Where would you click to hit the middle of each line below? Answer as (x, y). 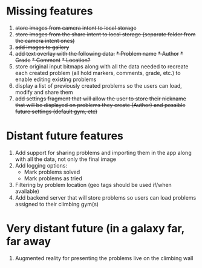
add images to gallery (42, 47)
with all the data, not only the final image (66, 159)
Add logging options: (41, 165)
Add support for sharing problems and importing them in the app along (103, 152)
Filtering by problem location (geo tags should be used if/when (93, 185)
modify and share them (44, 92)
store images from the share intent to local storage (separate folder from (105, 34)
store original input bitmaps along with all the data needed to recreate (102, 66)
